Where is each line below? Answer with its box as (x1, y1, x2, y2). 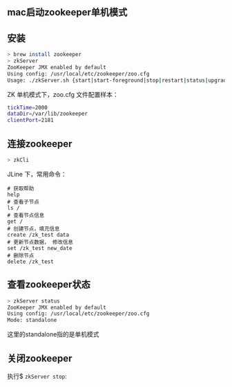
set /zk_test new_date (7, 244, 72, 251)
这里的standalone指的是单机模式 (7, 330, 99, 339)
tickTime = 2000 (7, 104, 48, 111)
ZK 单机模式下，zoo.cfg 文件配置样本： (7, 90, 119, 98)
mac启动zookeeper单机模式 (7, 6, 128, 19)
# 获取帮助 (7, 185, 35, 192)
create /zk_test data (7, 231, 70, 238)
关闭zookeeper (7, 352, 72, 364)
